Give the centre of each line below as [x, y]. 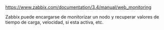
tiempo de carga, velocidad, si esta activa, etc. [55, 22]
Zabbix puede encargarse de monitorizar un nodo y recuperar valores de [82, 17]
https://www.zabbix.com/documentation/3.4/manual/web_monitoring [78, 7]
